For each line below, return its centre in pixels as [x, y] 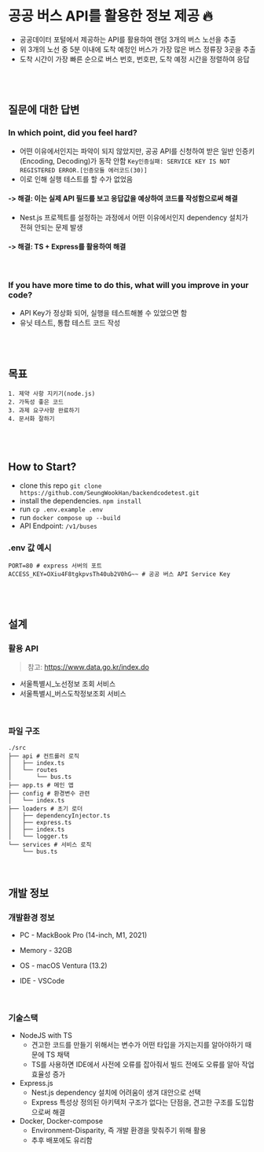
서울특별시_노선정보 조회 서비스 [68, 683]
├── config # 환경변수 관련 [49, 794]
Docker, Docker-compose [61, 1121]
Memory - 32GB [46, 950]
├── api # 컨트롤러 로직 [44, 756]
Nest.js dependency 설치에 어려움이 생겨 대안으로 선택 [116, 1093]
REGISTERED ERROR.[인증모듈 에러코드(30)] [83, 170]
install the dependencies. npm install [81, 500]
